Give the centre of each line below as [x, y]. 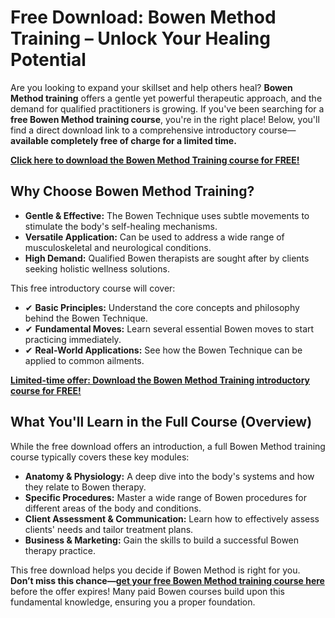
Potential [48, 60]
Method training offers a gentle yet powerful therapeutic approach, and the [166, 98]
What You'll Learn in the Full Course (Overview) [161, 422]
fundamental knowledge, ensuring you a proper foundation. [133, 602]
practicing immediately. [73, 339]
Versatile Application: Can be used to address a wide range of [154, 237]
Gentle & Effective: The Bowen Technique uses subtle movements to [167, 215]
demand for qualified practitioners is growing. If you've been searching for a [167, 108]
